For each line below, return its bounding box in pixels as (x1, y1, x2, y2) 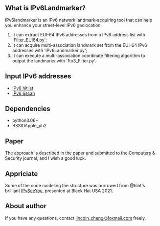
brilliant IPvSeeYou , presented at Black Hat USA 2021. (5, 188, 114, 194)
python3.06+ (12, 117, 39, 123)
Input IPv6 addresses (5, 72, 71, 81)
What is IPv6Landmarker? (5, 4, 86, 12)
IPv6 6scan (12, 90, 35, 96)
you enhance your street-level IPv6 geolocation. (5, 22, 102, 28)
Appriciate (5, 169, 38, 178)
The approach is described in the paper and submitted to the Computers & (5, 150, 155, 156)
